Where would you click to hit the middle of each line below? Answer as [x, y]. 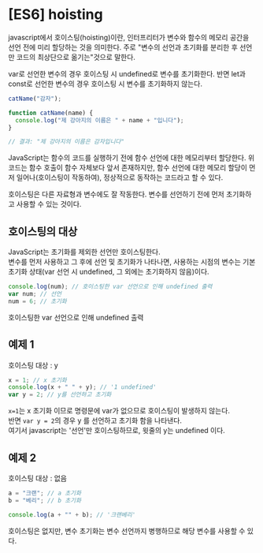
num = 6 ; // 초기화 [37, 301]
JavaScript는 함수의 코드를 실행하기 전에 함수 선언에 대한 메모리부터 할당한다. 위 [131, 158]
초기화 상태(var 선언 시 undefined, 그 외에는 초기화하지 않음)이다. [109, 272]
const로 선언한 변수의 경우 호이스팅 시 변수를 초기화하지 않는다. [106, 84]
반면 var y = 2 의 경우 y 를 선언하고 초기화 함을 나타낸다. [95, 420]
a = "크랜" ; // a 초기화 [44, 493]
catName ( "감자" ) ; [35, 99]
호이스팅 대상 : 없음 [37, 478]
